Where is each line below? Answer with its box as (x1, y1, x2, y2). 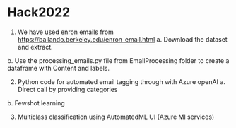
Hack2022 (7, 4, 71, 21)
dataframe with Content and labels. (7, 64, 110, 72)
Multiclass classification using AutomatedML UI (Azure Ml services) (17, 112, 215, 121)
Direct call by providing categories (17, 85, 118, 93)
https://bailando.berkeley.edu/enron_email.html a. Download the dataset (17, 35, 228, 43)
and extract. (17, 42, 53, 51)
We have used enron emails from (17, 28, 114, 36)
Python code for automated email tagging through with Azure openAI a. (17, 77, 226, 86)
